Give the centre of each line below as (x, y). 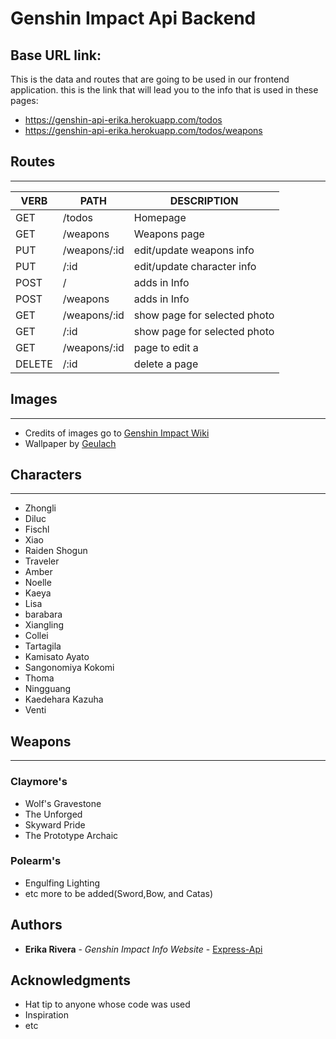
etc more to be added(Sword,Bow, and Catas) (119, 893)
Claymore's (39, 782)
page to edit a (166, 347)
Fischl (37, 529)
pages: (24, 100)
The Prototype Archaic (71, 835)
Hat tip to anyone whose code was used (107, 1004)
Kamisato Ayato (57, 657)
